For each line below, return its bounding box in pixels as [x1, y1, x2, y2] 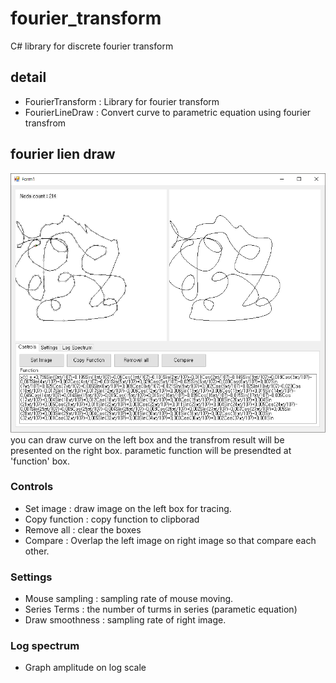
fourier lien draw [10, 146, 116, 163]
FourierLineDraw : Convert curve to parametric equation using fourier [24, 106, 312, 118]
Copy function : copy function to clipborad [24, 513, 200, 525]
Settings [10, 570, 53, 584]
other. [24, 545, 50, 557]
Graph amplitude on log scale [24, 662, 147, 674]
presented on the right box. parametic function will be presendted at [10, 444, 292, 456]
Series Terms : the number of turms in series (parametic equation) [24, 603, 298, 616]
